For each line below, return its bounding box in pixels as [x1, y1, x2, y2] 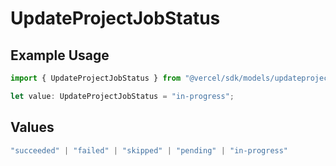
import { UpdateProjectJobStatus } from [10, 73, 182, 83]
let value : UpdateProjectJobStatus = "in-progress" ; [10, 91, 235, 101]
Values [10, 119, 55, 136]
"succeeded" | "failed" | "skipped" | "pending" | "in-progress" [10, 145, 289, 156]
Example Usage [10, 47, 110, 64]
